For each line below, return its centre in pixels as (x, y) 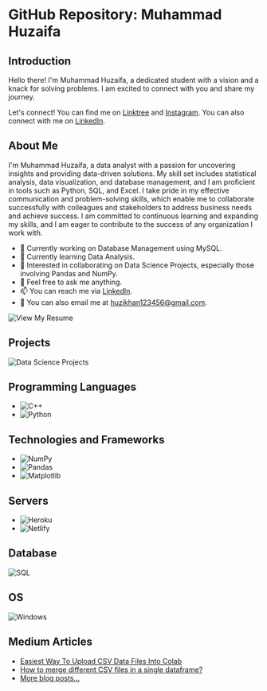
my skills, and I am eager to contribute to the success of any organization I (131, 224)
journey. (22, 97)
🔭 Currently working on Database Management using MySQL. (121, 248)
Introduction (40, 61)
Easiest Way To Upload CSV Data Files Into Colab (101, 661)
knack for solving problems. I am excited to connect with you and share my (132, 88)
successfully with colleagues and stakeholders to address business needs (130, 207)
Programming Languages (73, 387)
